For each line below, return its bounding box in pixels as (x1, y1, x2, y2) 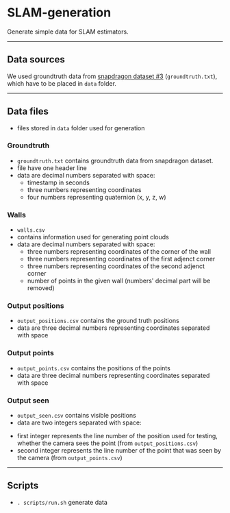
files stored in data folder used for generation (16, 123, 145, 132)
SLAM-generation (7, 5, 112, 21)
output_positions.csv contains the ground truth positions (16, 317, 179, 325)
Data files (7, 106, 49, 117)
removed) (27, 284, 55, 292)
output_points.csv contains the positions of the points (16, 363, 171, 372)
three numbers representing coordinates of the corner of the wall (27, 248, 211, 256)
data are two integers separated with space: (16, 418, 142, 427)
